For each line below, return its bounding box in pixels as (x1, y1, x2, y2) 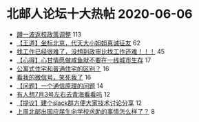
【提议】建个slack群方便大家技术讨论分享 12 (16, 99, 143, 107)
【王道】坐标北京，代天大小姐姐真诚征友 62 (16, 38, 140, 47)
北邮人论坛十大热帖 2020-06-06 (6, 6, 193, 22)
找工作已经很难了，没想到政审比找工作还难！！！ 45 (16, 47, 165, 56)
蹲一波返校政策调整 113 (16, 30, 82, 38)
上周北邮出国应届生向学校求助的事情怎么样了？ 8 (16, 107, 156, 115)
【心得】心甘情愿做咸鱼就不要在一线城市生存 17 (16, 56, 151, 64)
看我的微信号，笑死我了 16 (16, 73, 92, 81)
